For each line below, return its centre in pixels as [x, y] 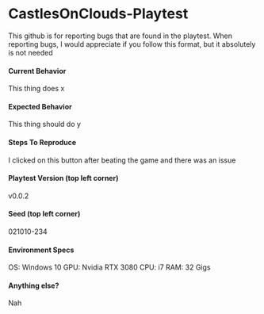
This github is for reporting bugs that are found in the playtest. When [120, 36]
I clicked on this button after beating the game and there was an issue [122, 160]
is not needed [31, 52]
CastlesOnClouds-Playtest [98, 14]
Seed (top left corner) [44, 214]
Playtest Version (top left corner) [63, 178]
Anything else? [34, 285]
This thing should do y [45, 124]
